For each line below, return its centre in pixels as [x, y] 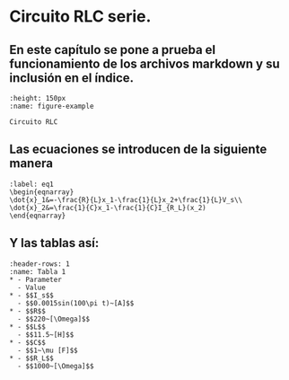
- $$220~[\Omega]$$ [54, 319]
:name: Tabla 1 [38, 271]
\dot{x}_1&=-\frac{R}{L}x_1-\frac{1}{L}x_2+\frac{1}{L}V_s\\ [126, 199]
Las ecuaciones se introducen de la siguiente [138, 150]
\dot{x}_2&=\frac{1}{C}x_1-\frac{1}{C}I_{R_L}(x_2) [108, 208]
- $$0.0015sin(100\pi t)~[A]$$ [76, 303]
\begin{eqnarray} [42, 192]
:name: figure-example [52, 106]
